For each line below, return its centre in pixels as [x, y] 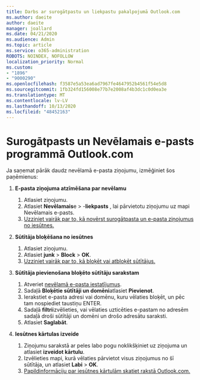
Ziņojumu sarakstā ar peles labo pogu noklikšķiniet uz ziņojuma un [105, 346]
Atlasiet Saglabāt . [46, 323]
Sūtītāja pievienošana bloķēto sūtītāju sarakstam [77, 273]
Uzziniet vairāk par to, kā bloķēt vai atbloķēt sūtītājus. [90, 261]
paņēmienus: [22, 177]
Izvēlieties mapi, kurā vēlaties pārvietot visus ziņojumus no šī [99, 358]
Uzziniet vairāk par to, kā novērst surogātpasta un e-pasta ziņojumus [109, 219]
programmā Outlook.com [70, 154]
